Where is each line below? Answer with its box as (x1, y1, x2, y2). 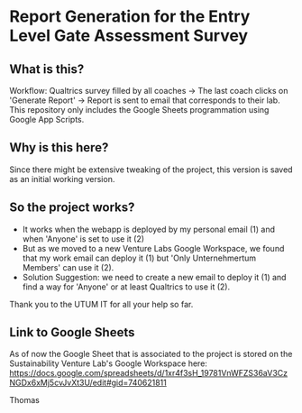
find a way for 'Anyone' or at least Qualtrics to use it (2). (22, 281, 231, 292)
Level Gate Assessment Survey (9, 25, 249, 46)
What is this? (9, 61, 85, 77)
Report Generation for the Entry (9, 6, 251, 27)
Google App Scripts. (9, 115, 85, 124)
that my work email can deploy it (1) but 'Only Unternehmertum (22, 252, 257, 263)
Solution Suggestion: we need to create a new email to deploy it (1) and (22, 271, 287, 282)
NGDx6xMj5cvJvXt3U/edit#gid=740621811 (9, 377, 167, 389)
